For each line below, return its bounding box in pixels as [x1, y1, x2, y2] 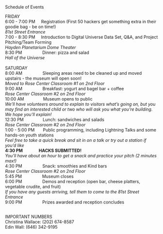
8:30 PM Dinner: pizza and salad [5, 50, 90, 55]
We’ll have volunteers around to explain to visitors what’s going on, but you [5, 101, 156, 107]
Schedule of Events [5, 4, 44, 10]
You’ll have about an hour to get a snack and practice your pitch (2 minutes [5, 153, 157, 158]
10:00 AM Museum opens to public [5, 96, 93, 101]
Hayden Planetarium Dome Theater [5, 45, 76, 50]
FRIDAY [5, 14, 20, 19]
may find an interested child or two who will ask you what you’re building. [5, 106, 153, 112]
